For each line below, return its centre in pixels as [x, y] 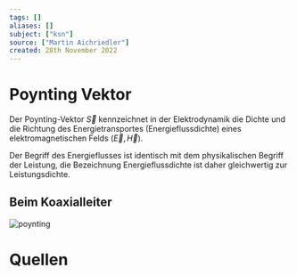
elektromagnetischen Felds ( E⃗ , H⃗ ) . [76, 138]
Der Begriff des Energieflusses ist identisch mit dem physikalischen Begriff [146, 156]
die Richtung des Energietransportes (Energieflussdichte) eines [126, 129]
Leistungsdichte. [40, 175]
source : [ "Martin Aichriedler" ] [69, 42]
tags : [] [25, 17]
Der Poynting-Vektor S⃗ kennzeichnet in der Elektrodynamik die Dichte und [148, 119]
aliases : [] [31, 26]
